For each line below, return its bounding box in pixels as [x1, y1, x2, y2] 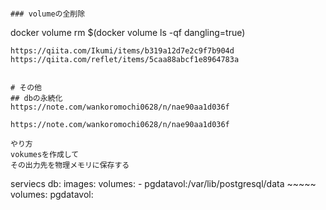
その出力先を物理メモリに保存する [10, 160, 130, 170]
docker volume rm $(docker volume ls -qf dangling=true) [10, 27, 246, 38]
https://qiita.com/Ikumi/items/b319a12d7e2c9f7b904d [10, 46, 235, 56]
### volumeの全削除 [10, 9, 86, 19]
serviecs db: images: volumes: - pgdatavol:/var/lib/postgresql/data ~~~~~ [10, 178, 317, 189]
